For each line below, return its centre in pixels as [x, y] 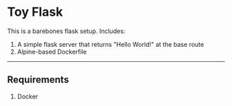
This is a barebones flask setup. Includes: [66, 31]
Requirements [38, 80]
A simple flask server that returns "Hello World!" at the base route [110, 44]
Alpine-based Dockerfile [52, 52]
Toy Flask [35, 12]
